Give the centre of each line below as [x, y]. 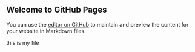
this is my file [23, 42]
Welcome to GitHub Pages [57, 10]
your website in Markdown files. [46, 31]
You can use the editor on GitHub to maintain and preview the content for [97, 24]
